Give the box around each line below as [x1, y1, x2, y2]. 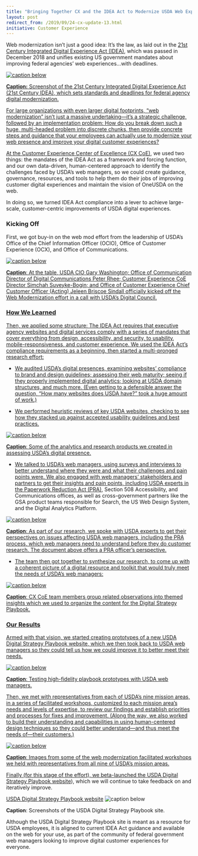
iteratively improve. [6, 784, 53, 791]
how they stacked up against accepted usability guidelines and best [14, 414, 180, 421]
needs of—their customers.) [6, 731, 75, 738]
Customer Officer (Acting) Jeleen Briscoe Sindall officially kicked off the [6, 287, 181, 295]
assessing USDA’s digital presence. [6, 449, 91, 456]
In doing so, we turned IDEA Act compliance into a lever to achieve [6, 199, 168, 206]
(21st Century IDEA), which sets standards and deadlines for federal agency [6, 89, 190, 96]
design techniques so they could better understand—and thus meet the [6, 724, 180, 732]
